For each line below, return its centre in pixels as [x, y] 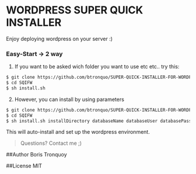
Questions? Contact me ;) [51, 143]
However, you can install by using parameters [69, 99]
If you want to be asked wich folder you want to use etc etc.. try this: [97, 67]
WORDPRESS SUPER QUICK [75, 10]
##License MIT [24, 166]
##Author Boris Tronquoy [36, 155]
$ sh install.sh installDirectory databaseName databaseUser [82, 121]
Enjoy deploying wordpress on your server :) [59, 39]
